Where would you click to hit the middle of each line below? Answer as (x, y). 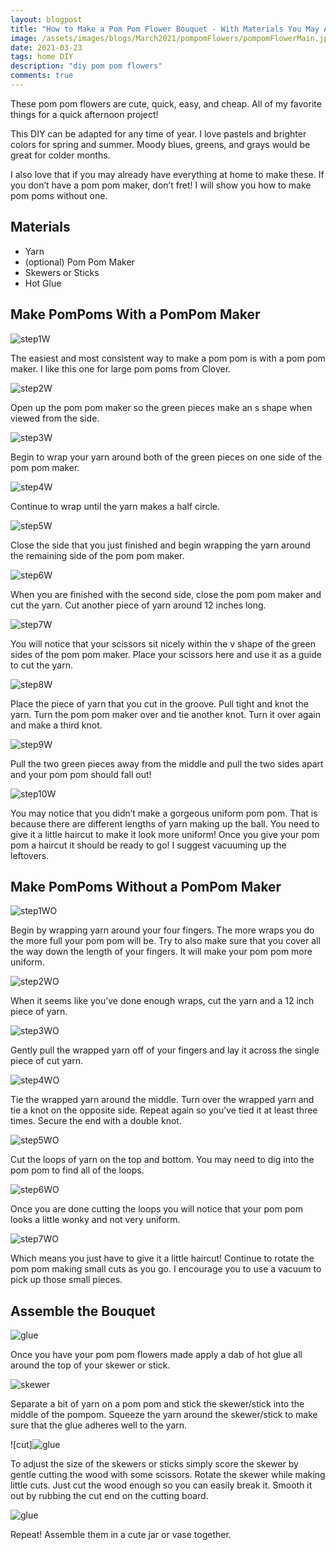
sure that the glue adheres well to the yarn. (99, 1425)
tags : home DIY (42, 57)
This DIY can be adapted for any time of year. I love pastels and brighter (158, 133)
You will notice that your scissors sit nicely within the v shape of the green (163, 643)
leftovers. (30, 855)
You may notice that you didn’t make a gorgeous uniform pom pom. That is (164, 813)
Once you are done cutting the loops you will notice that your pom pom (156, 1209)
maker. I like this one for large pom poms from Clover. (121, 368)
